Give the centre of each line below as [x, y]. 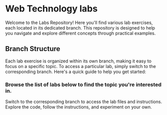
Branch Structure [33, 49]
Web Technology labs [52, 9]
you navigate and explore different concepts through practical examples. [80, 33]
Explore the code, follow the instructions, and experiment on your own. [79, 107]
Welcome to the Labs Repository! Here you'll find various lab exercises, [79, 22]
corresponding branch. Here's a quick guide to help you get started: [76, 71]
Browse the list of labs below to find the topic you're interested [83, 84]
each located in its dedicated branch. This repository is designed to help [80, 27]
